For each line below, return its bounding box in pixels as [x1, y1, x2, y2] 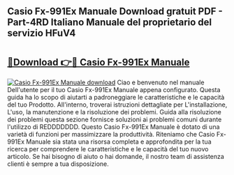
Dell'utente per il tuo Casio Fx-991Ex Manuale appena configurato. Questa [7, 86, 221, 93]
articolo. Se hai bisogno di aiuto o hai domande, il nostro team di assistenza [7, 153, 225, 160]
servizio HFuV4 [7, 27, 76, 39]
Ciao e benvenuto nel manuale [117, 78, 205, 86]
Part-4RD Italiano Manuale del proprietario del [7, 17, 212, 29]
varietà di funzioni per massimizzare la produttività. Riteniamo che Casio [7, 130, 215, 138]
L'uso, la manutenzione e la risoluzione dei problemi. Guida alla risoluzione [7, 108, 221, 116]
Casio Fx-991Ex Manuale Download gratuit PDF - [7, 6, 223, 17]
